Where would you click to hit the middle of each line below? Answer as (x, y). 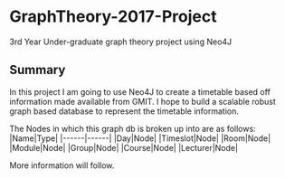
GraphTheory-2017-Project (113, 17)
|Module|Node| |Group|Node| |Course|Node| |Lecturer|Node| (123, 147)
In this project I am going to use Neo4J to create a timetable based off (140, 91)
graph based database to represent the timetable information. (124, 111)
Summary (38, 70)
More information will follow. (62, 165)
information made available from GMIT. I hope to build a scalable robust (142, 101)
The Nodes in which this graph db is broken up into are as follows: (133, 128)
